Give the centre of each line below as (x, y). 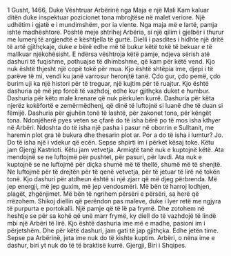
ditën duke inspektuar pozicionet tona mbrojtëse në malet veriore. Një (106, 17)
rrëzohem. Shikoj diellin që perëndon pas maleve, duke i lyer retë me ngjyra (114, 201)
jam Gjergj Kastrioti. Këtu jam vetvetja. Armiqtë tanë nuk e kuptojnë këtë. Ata (115, 149)
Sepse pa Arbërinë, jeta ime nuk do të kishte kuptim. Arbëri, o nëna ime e (111, 238)
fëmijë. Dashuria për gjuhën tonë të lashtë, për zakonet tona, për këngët (109, 113)
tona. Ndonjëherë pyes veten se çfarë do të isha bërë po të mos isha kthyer (114, 120)
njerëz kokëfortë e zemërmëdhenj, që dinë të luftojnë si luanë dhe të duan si (115, 106)
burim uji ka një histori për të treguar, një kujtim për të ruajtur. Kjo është (108, 83)
